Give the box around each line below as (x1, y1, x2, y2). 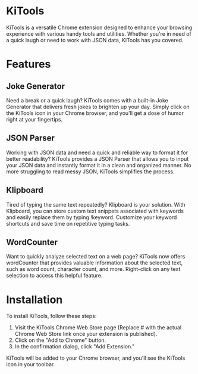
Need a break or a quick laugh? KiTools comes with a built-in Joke (6, 96, 168, 104)
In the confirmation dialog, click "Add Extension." (14, 343, 135, 350)
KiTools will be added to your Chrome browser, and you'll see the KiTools (6, 354, 186, 361)
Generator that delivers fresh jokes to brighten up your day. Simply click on (6, 103, 190, 110)
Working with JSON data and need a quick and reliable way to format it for (6, 149, 188, 156)
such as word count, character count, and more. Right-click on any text (6, 266, 181, 273)
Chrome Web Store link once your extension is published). (14, 331, 158, 338)
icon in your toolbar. (6, 361, 55, 368)
